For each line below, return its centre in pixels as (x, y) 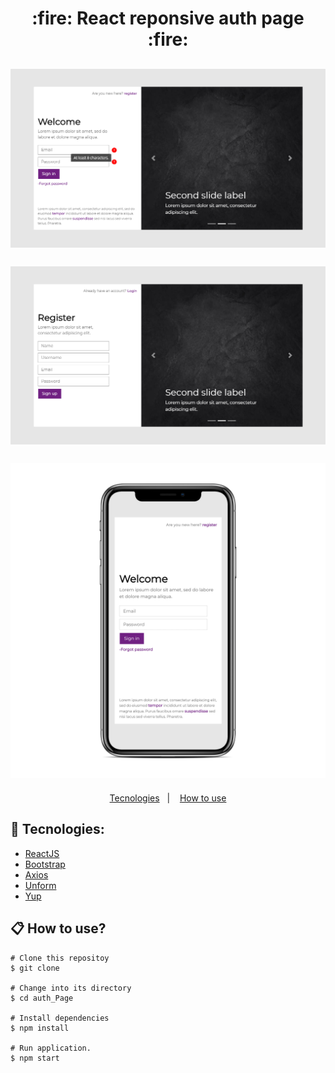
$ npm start (35, 1058)
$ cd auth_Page (42, 998)
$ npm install (40, 1028)
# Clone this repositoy (60, 958)
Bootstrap (45, 864)
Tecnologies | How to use (168, 798)
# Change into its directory (71, 988)
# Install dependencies (60, 1018)
